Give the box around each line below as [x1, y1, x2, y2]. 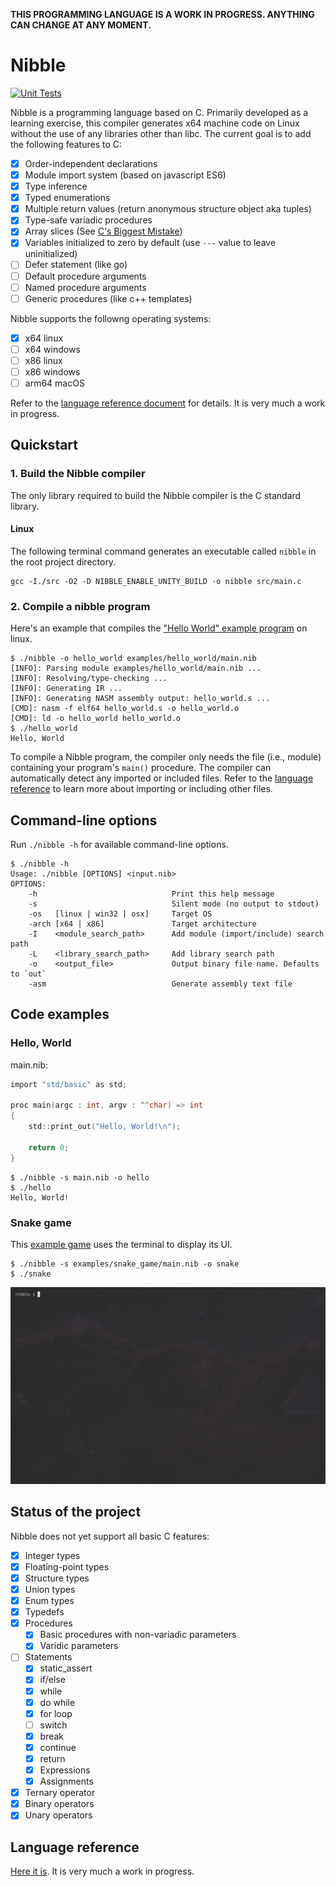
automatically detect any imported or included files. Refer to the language [10, 772, 314, 784]
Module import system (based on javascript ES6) [24, 169, 227, 181]
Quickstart [10, 437, 79, 454]
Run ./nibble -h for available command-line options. [10, 839, 229, 850]
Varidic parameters [39, 1640, 119, 1652]
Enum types [24, 1595, 75, 1607]
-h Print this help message [28, 889, 275, 899]
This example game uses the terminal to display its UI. [10, 1238, 233, 1250]
